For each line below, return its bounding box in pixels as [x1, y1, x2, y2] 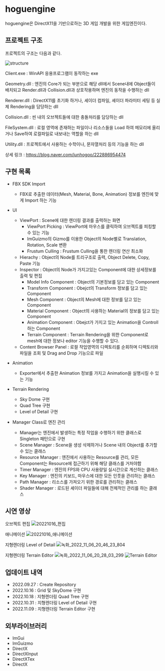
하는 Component [27, 325, 61, 331]
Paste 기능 [19, 260, 41, 266]
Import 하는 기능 [25, 197, 57, 203]
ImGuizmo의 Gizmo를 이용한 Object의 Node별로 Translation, [27, 236, 147, 242]
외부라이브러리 [5, 622, 47, 630]
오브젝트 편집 [5, 521, 31, 527]
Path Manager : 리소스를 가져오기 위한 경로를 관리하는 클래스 [19, 479, 138, 485]
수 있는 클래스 [19, 448, 46, 454]
